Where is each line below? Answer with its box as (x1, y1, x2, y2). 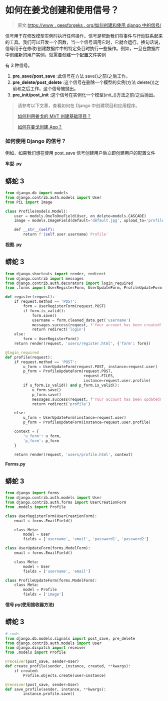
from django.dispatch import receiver (5, 645, 86, 650)
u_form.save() (31, 387, 61, 392)
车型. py (5, 161, 22, 167)
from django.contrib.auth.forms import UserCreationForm (5, 500, 126, 505)
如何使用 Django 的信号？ (5, 138, 66, 145)
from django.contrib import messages (5, 276, 84, 281)
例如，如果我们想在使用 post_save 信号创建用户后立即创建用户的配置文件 (5, 150, 155, 156)
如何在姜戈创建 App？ (17, 124, 62, 130)
